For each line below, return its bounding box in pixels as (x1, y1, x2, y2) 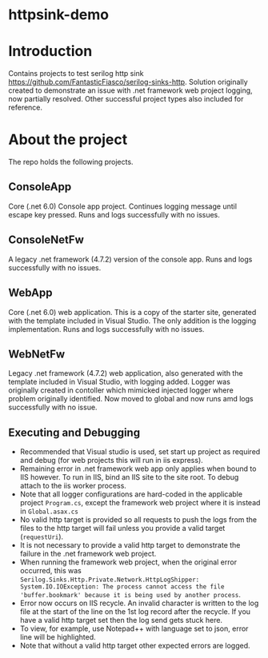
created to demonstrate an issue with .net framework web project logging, (8, 86, 254, 95)
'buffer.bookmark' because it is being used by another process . (19, 590, 242, 600)
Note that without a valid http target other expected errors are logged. (19, 641, 250, 651)
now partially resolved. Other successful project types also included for (8, 94, 244, 104)
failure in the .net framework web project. (19, 549, 157, 559)
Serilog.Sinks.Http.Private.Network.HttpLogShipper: (19, 576, 200, 584)
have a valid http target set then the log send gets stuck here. (19, 616, 222, 625)
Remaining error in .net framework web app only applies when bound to (19, 464, 257, 473)
